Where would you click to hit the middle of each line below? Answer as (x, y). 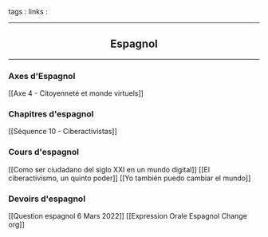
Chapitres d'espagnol (51, 114)
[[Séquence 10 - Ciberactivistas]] (63, 132)
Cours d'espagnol (44, 152)
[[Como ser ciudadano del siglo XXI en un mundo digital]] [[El (109, 169)
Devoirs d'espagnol (47, 199)
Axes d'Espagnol (42, 76)
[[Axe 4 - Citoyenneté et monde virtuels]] (76, 93)
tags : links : (28, 12)
